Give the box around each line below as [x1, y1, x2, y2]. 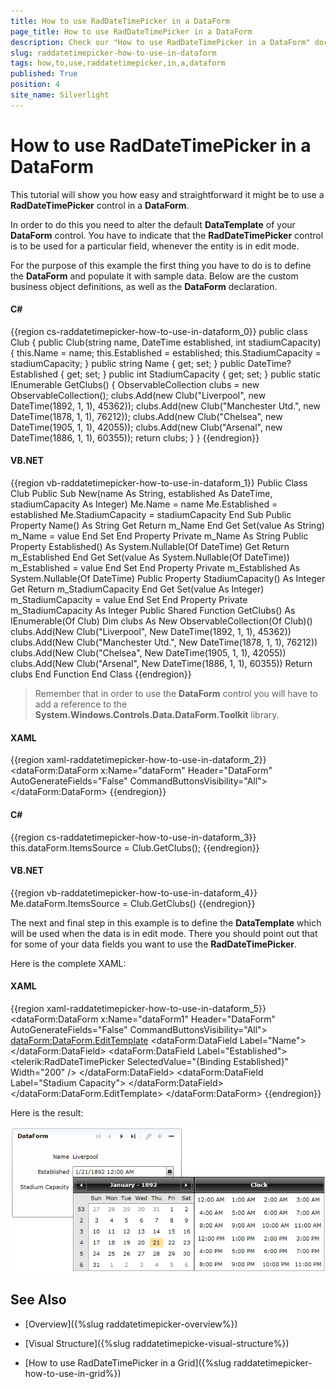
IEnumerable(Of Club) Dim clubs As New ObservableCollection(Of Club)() [10, 615, 313, 627]
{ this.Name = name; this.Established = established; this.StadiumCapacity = [10, 346, 322, 359]
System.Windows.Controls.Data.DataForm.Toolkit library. [34, 709, 280, 721]
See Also [10, 1291, 67, 1309]
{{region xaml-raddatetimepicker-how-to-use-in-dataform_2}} [10, 754, 267, 766]
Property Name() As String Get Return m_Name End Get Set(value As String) [10, 520, 325, 532]
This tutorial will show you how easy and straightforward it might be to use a [10, 188, 325, 200]
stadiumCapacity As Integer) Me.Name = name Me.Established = [10, 498, 278, 510]
